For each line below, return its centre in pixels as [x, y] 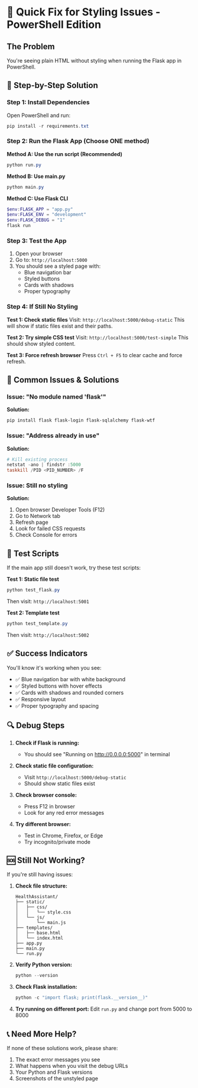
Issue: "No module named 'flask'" [56, 397]
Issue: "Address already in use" [53, 436]
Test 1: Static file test [33, 579]
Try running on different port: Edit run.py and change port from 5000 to [104, 1009]
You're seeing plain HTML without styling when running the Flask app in [94, 61]
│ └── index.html [39, 938]
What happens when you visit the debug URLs [72, 1066]
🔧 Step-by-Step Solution [52, 85]
